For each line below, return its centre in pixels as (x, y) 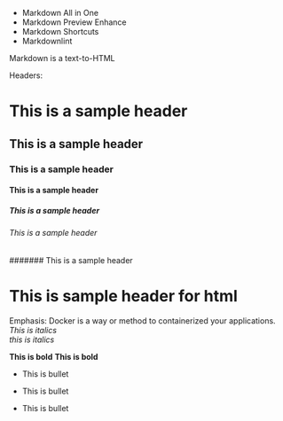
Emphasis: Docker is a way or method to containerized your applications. (143, 320)
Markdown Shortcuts (60, 31)
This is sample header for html (123, 296)
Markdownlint (47, 41)
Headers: (26, 75)
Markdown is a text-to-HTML (62, 58)
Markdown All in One (60, 13)
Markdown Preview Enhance (74, 22)
